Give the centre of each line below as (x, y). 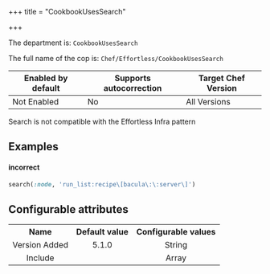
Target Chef (221, 78)
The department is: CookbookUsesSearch (73, 43)
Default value (102, 232)
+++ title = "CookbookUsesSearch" (67, 12)
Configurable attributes (68, 209)
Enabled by (46, 78)
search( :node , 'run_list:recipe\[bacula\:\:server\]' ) (102, 184)
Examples (33, 147)
